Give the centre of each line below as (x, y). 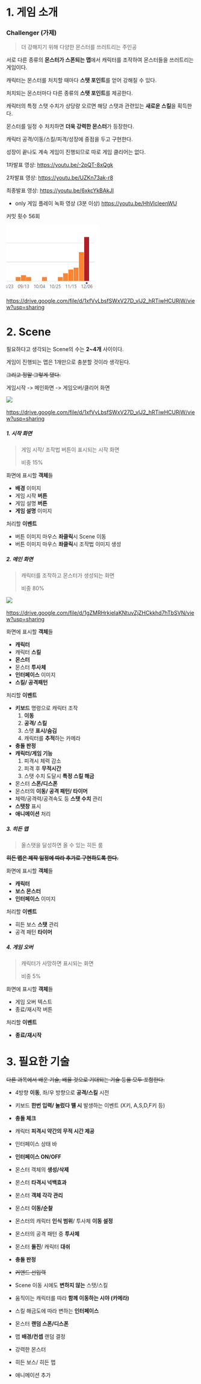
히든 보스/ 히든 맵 (35, 1362)
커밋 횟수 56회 (23, 216)
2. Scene (29, 331)
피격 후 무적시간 (42, 769)
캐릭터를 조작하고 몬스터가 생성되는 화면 (68, 575)
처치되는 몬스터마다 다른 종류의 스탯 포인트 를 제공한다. (70, 93)
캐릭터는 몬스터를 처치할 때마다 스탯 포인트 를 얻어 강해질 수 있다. (82, 80)
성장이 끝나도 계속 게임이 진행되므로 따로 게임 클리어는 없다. (76, 152)
